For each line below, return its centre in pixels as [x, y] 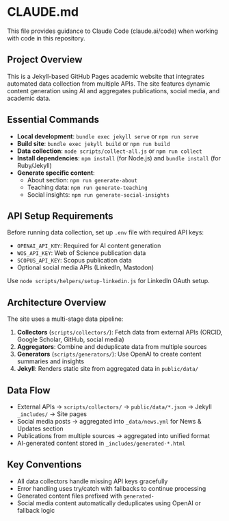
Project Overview [45, 60]
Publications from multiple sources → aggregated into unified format [113, 436]
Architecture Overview [57, 302]
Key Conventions [44, 464]
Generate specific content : [56, 173]
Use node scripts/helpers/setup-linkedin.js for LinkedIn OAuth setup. [108, 281]
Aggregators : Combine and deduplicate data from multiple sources [112, 347]
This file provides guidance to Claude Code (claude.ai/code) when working [113, 31]
